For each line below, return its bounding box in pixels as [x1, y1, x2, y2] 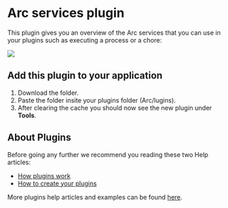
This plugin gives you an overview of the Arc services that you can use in [7, 28, 221, 37]
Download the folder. [17, 88, 79, 97]
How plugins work [17, 171, 71, 180]
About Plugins [7, 132, 72, 144]
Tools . [17, 111, 37, 120]
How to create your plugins [17, 179, 97, 187]
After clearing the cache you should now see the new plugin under [17, 103, 212, 112]
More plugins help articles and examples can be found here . [7, 192, 183, 201]
